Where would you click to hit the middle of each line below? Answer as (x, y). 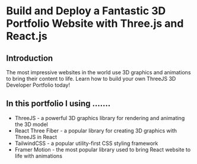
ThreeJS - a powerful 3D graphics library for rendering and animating (100, 118)
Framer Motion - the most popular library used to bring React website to (103, 149)
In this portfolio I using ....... (58, 104)
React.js (27, 36)
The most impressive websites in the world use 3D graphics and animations (99, 72)
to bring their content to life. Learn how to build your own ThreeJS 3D (91, 79)
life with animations (38, 156)
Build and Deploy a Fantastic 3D (86, 11)
